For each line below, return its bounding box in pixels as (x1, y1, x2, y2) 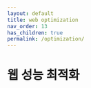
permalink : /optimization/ (7, 36, 85, 43)
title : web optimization (7, 16, 79, 23)
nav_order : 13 (7, 23, 48, 30)
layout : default (7, 10, 54, 17)
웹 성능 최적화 (7, 67, 80, 83)
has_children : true (7, 29, 63, 36)
